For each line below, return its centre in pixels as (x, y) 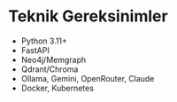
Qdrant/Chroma (50, 69)
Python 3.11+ (44, 41)
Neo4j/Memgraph (54, 59)
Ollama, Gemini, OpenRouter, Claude (88, 78)
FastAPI (35, 50)
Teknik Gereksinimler (88, 16)
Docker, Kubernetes (58, 88)
